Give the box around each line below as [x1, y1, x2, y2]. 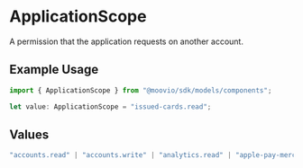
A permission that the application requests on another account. [9, 36, 243, 47]
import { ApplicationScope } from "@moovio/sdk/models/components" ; [9, 85, 272, 95]
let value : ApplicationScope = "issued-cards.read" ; [9, 102, 212, 111]
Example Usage [9, 62, 99, 77]
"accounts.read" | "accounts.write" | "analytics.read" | [9, 151, 232, 160]
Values [9, 127, 50, 142]
